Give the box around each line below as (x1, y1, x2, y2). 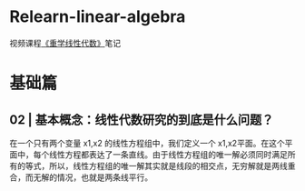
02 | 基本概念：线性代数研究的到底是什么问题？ (9, 112, 274, 127)
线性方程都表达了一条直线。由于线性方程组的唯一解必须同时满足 (48, 148, 288, 160)
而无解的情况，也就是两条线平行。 (25, 171, 152, 183)
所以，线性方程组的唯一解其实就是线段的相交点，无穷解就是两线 (48, 160, 288, 171)
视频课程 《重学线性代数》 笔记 (9, 37, 121, 48)
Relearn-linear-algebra (9, 6, 186, 27)
